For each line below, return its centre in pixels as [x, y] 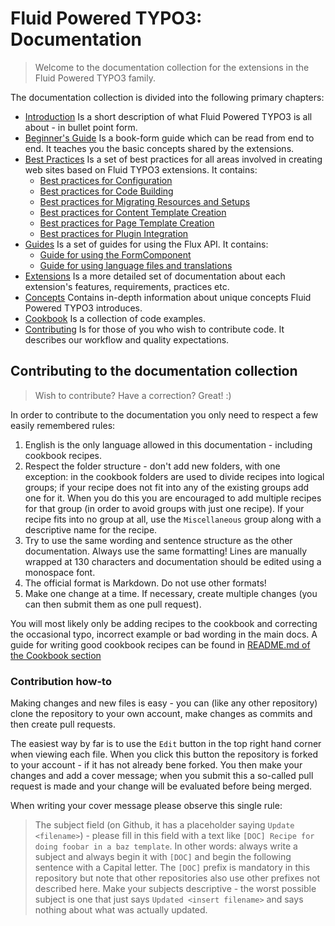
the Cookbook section [56, 655]
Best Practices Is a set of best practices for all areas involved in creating [173, 159]
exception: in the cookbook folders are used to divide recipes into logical [174, 476]
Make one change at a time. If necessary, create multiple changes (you [171, 593]
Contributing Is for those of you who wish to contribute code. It [154, 329]
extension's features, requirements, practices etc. [127, 286]
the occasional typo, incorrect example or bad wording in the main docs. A [164, 634]
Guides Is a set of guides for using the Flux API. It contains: [146, 244]
